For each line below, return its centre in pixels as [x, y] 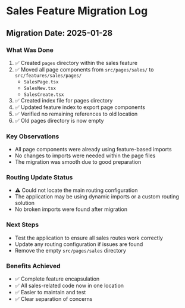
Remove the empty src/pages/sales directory [70, 250]
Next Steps [23, 225]
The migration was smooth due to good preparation [78, 162]
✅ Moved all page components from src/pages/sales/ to [84, 69]
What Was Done [30, 50]
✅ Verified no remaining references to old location [76, 114]
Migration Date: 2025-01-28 [59, 33]
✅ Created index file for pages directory [64, 100]
